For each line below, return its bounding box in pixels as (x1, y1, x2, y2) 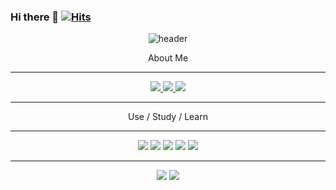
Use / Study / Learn (128, 111, 208, 123)
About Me (147, 52, 189, 64)
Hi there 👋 (10, 10, 60, 24)
